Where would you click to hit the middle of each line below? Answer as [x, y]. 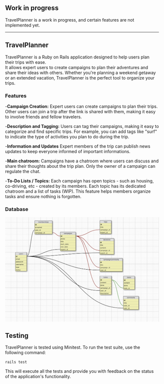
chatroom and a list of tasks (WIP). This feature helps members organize [78, 191]
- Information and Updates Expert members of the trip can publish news [78, 146]
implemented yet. [22, 25]
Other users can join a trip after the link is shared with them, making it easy [80, 111]
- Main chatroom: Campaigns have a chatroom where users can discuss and [82, 161]
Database [17, 209]
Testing [17, 335]
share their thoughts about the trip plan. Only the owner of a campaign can [80, 166]
